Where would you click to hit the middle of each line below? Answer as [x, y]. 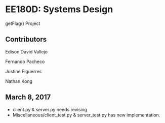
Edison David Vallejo [27, 51]
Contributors [26, 39]
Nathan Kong [19, 81]
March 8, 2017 [28, 97]
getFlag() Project [23, 23]
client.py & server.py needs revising [50, 109]
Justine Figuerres [24, 71]
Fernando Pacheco [25, 61]
